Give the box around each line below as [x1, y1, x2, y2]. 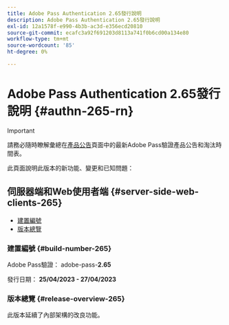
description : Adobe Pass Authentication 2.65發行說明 [7, 16, 160, 23]
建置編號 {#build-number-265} [7, 243, 112, 253]
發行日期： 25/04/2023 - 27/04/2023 [7, 275, 117, 283]
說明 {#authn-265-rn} [7, 104, 134, 119]
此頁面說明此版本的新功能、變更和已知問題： [7, 164, 134, 172]
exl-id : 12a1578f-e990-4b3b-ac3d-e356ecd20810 [7, 23, 143, 30]
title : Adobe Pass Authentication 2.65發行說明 [7, 10, 142, 17]
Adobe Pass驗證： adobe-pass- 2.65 [7, 260, 111, 269]
